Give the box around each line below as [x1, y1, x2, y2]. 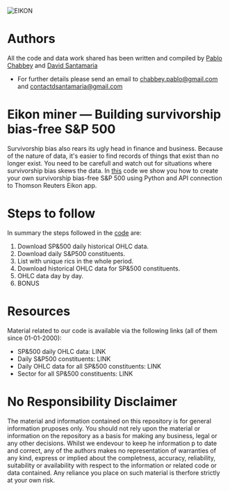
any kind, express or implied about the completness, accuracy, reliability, [7, 453, 215, 462]
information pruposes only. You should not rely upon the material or [7, 424, 201, 433]
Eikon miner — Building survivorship [7, 106, 222, 122]
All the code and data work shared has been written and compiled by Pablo [7, 54, 222, 62]
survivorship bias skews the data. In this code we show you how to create [7, 166, 219, 175]
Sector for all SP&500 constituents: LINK [17, 369, 133, 378]
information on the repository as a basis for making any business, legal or [7, 431, 217, 440]
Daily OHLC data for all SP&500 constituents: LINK [17, 362, 162, 370]
